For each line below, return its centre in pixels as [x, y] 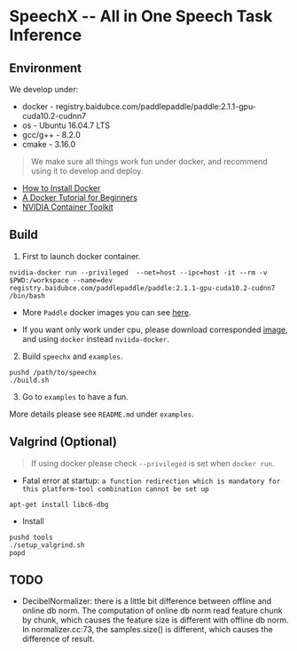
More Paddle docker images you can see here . [106, 312]
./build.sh [29, 380]
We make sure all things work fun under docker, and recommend [149, 161]
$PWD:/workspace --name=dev [61, 280]
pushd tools [31, 537]
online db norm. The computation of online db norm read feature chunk [152, 611]
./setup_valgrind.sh [47, 545]
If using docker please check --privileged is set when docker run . [152, 463]
